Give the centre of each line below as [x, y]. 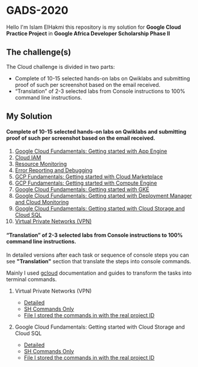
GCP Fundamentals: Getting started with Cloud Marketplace [89, 177]
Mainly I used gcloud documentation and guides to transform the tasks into [99, 273]
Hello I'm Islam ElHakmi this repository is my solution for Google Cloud [94, 27]
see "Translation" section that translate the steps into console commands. [99, 261]
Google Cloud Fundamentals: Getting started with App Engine [91, 151]
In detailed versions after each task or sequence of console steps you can [98, 255]
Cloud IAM [28, 158]
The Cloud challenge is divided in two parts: [61, 67]
